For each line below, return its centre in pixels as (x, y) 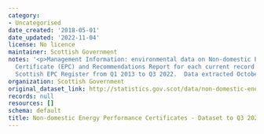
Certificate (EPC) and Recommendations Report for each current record (135, 67)
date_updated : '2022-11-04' (54, 37)
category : (24, 15)
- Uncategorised (35, 23)
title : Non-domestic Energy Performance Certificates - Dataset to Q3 (126, 118)
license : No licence (42, 45)
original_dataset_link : (47, 89)
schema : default (35, 111)
